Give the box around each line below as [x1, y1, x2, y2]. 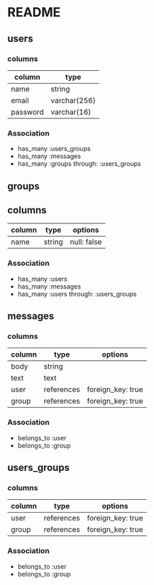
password [11, 107, 44, 117]
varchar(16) [50, 107, 92, 117]
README [7, 4, 61, 21]
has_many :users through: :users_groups [17, 289, 137, 298]
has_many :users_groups [17, 145, 91, 153]
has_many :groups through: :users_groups [17, 160, 141, 168]
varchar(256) [50, 95, 96, 105]
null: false [70, 237, 102, 247]
